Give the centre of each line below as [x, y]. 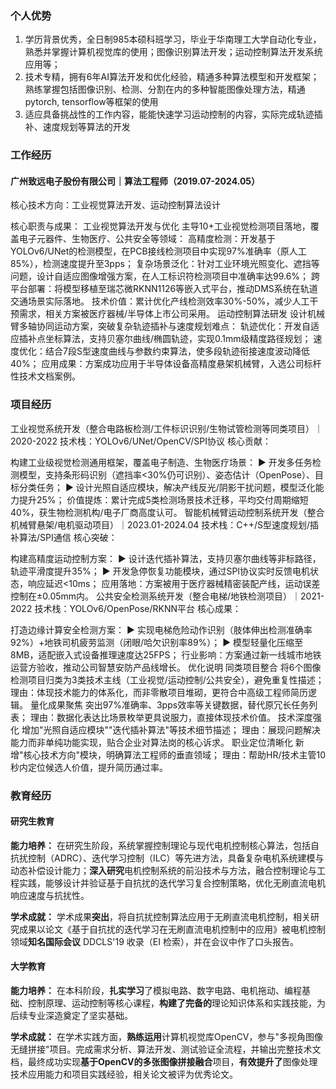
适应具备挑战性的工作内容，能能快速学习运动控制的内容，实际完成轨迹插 [173, 114]
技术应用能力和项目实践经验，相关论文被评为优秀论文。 [124, 1074]
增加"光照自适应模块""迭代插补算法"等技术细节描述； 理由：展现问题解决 [171, 729]
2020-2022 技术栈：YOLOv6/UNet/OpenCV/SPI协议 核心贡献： [141, 441]
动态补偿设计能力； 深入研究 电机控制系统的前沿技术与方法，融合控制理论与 [163, 870]
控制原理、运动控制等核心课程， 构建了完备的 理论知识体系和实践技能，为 [176, 1003]
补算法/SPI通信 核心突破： [64, 537]
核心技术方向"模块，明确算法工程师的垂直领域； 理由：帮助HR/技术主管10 [174, 754]
